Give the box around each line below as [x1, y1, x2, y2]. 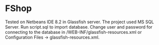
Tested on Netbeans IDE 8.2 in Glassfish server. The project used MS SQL [5, 19, 154, 25]
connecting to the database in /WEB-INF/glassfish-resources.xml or [5, 29, 142, 35]
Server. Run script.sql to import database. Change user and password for [5, 24, 153, 30]
